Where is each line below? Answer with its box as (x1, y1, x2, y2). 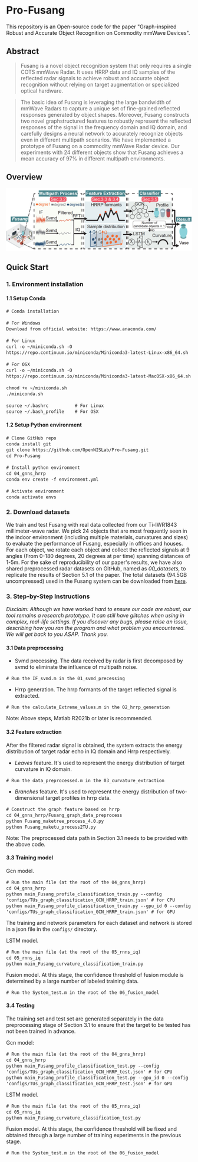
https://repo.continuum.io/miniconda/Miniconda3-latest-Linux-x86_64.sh (6, 350, 189, 356)
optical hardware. (20, 87, 64, 94)
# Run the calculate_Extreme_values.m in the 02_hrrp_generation (6, 704, 170, 711)
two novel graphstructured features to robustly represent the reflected (20, 117, 192, 124)
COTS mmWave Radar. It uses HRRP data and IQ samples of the (20, 68, 176, 76)
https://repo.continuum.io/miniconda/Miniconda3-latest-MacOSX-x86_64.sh (6, 373, 192, 379)
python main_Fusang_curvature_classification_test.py (6, 1115, 141, 1121)
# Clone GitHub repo (6, 435, 57, 441)
